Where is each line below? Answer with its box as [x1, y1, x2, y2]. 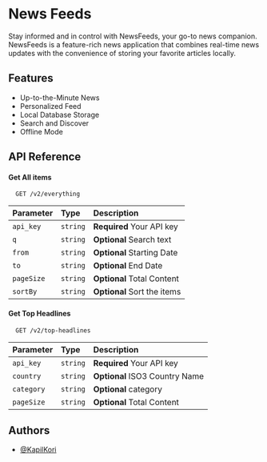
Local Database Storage [19, 110, 100, 119]
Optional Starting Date [93, 247, 178, 259]
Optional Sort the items [93, 286, 181, 297]
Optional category [93, 384, 162, 395]
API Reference [8, 150, 82, 164]
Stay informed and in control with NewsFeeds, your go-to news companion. [8, 31, 257, 41]
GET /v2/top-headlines [15, 326, 91, 335]
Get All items [8, 172, 52, 182]
